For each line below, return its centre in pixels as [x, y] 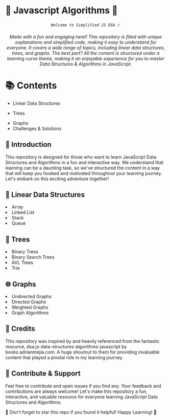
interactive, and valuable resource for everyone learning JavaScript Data [82, 396]
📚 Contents [31, 85]
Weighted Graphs [30, 307]
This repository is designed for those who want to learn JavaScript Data [81, 157]
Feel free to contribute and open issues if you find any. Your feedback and [83, 386]
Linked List [23, 212]
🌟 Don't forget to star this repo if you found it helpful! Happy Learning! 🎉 [81, 412]
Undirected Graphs [32, 296]
